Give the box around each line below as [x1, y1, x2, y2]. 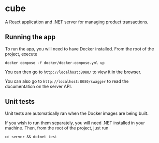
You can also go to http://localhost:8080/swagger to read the [5, 78, 129, 84]
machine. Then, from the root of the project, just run [5, 125, 109, 131]
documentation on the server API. [5, 83, 72, 89]
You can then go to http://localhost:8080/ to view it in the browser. [5, 69, 142, 75]
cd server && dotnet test [5, 134, 57, 139]
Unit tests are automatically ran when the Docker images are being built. [5, 110, 149, 116]
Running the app [5, 33, 56, 41]
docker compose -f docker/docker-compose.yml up [5, 60, 105, 65]
